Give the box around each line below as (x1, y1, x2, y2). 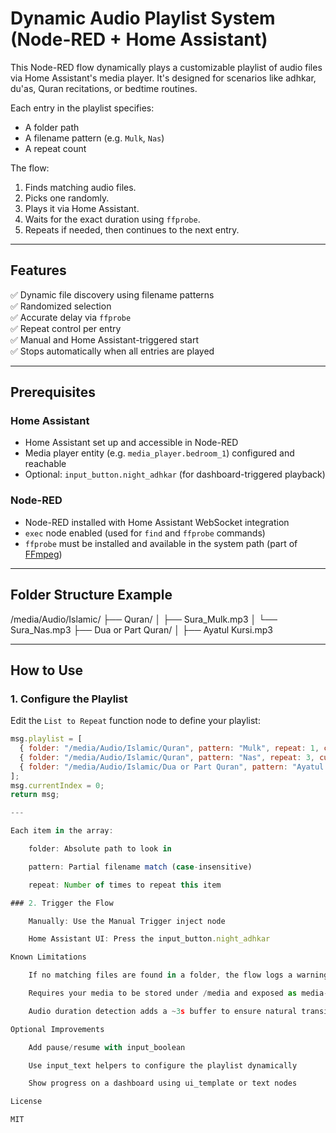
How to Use (10, 662, 84, 679)
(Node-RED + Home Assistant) (10, 28, 268, 51)
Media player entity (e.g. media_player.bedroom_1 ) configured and (24, 447, 295, 459)
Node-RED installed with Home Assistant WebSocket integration (24, 516, 290, 528)
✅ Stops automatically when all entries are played (10, 345, 215, 357)
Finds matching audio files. (24, 181, 137, 193)
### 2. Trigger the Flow (10, 898, 114, 908)
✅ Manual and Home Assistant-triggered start (10, 333, 199, 346)
